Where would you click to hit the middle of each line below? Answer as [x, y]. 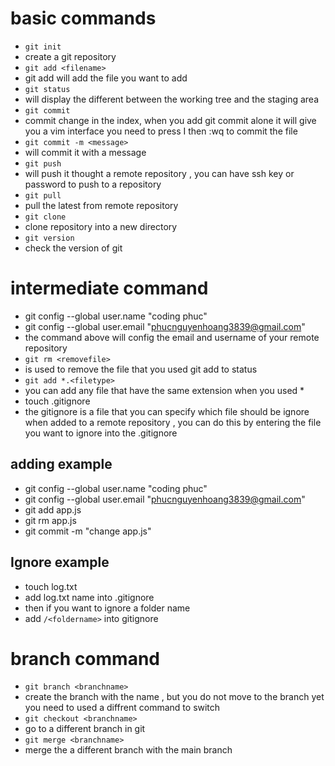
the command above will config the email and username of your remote [172, 337]
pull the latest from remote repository [101, 205]
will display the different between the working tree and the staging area [172, 99]
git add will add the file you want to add [106, 78]
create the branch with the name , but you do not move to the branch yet [174, 697]
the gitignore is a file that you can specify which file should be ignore [167, 411]
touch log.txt [51, 586]
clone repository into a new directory [101, 226]
